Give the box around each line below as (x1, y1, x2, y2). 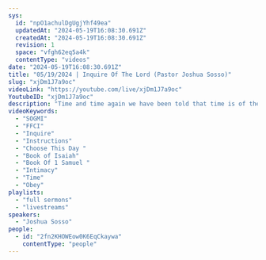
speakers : (8, 211, 41, 219)
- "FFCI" (15, 122, 44, 130)
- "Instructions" (15, 136, 73, 145)
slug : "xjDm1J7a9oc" (8, 78, 77, 86)
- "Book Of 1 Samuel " (15, 159, 90, 167)
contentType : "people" (22, 240, 97, 248)
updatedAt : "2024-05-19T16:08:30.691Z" (15, 26, 147, 34)
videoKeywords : (8, 108, 59, 116)
